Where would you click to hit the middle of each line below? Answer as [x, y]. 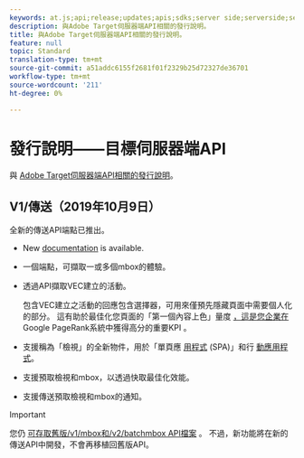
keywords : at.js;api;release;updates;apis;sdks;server [115, 18]
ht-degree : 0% [36, 93]
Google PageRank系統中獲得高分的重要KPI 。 [107, 328]
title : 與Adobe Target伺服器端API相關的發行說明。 [98, 34]
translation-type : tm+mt [56, 60]
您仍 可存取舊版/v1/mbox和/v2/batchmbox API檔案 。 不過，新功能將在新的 [149, 434]
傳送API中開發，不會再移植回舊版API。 [81, 444]
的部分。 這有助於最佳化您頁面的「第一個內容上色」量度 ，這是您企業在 [156, 316]
